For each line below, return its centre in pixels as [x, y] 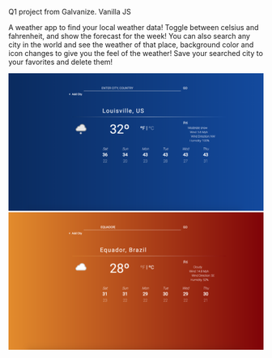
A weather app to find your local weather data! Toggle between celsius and [134, 27]
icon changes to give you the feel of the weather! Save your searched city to [136, 53]
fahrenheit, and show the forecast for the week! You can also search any [130, 36]
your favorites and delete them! [61, 62]
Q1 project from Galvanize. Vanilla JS [70, 12]
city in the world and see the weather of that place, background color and [131, 45]
